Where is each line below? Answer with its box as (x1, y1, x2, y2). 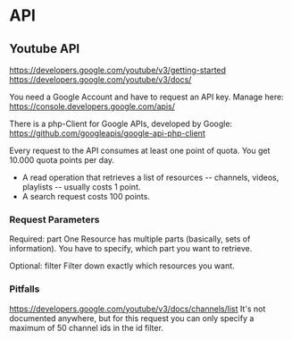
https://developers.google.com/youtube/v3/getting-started (9, 64, 226, 75)
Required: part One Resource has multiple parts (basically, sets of (9, 234, 251, 244)
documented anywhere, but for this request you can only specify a (9, 312, 254, 323)
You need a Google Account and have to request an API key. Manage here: (9, 91, 284, 102)
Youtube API (9, 41, 80, 56)
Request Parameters (9, 213, 100, 225)
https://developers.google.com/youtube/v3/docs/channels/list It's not (9, 303, 266, 314)
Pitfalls (9, 283, 40, 295)
